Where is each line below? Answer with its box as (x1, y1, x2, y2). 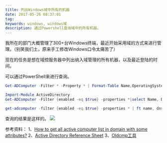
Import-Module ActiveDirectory (5, 92, 70, 97)
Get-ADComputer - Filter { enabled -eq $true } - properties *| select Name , (5, 97, 159, 102)
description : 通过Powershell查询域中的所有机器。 (5, 26, 101, 31)
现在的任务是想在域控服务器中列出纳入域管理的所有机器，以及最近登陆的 (5, 57, 153, 63)
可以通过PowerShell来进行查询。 (5, 73, 72, 79)
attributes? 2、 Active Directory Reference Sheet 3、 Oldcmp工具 (5, 132, 137, 138)
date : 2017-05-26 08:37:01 (5, 12, 61, 17)
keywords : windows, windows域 (5, 21, 67, 26)
